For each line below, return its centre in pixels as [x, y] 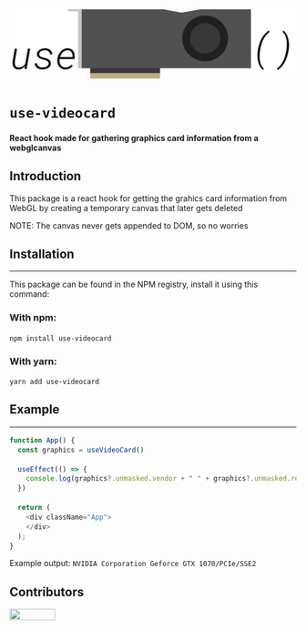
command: [30, 294]
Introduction [46, 176]
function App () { [42, 440]
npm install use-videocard [61, 338]
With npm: [33, 318]
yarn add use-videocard [55, 382]
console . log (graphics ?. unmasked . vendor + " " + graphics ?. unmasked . [158, 479]
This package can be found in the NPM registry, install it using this [134, 285]
